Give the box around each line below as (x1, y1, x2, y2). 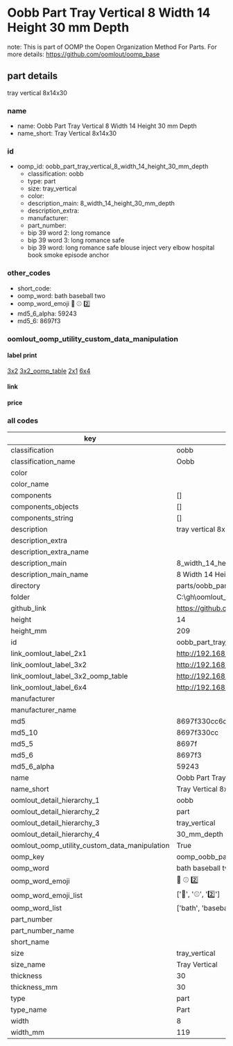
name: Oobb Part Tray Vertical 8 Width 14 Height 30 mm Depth (17, 122, 198, 130)
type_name (10, 1005, 47, 1015)
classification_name (10, 457, 76, 466)
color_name (10, 480, 49, 489)
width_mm (10, 1027, 45, 1037)
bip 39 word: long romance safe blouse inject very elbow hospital (27, 243, 215, 252)
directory (10, 581, 40, 591)
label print (7, 351, 37, 359)
